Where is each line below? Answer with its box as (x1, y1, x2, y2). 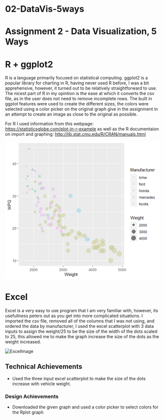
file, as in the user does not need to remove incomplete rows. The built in (5, 96, 153, 101)
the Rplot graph (12, 409, 44, 415)
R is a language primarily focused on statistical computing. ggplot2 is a (5, 75, 148, 81)
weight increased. (5, 339, 42, 345)
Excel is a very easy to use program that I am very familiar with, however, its (5, 307, 158, 313)
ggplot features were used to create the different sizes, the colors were (5, 101, 149, 107)
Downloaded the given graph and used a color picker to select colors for (12, 404, 159, 410)
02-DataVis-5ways (5, 3, 85, 15)
